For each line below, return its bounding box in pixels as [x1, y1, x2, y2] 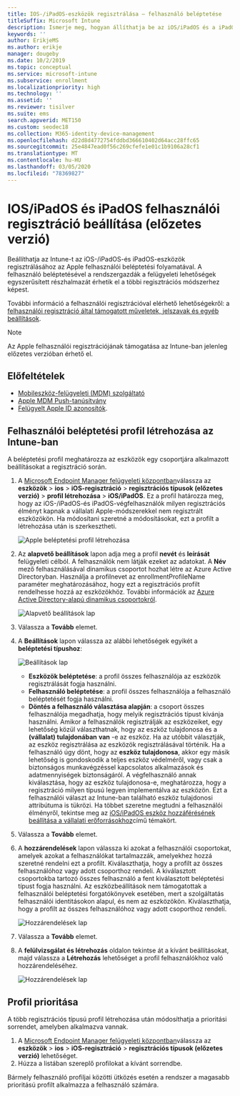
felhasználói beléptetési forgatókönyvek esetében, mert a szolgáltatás [17, 890, 224, 898]
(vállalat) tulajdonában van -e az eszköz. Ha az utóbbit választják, [28, 733, 226, 742]
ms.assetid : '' [7, 97, 53, 104]
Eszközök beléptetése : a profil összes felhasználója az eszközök [28, 672, 221, 681]
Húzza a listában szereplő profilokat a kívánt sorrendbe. [17, 1059, 183, 1067]
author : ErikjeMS [7, 37, 59, 44]
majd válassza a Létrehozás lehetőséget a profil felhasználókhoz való [17, 954, 224, 962]
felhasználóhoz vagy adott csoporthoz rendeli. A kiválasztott [17, 867, 196, 875]
